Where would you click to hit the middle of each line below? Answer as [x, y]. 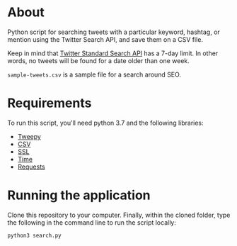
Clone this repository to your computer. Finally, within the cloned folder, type [119, 215]
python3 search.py [34, 235]
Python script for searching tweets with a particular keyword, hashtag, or [114, 32]
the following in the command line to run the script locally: [92, 222]
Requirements [50, 103]
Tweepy [29, 136]
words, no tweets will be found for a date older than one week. [98, 60]
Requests [31, 167]
